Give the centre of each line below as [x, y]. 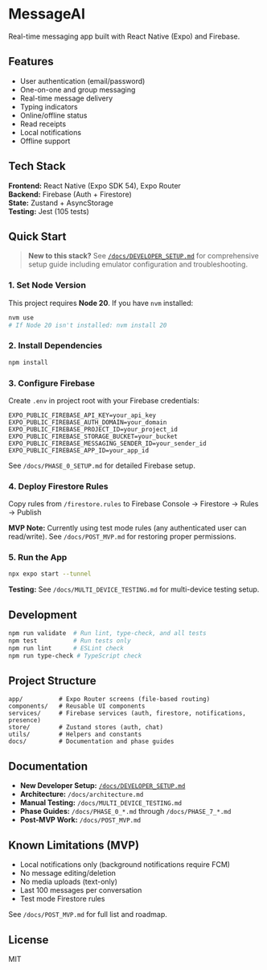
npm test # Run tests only [70, 641]
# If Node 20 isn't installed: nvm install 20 [88, 325]
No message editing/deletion [68, 873]
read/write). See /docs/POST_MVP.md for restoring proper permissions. [122, 537]
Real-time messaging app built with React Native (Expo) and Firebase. [124, 36]
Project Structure [52, 681]
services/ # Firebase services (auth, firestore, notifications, [127, 713]
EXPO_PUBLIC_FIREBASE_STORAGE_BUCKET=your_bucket [93, 436]
